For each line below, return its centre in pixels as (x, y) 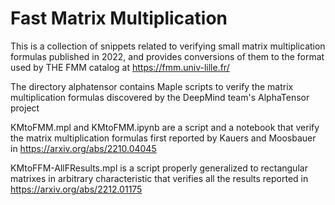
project (25, 108)
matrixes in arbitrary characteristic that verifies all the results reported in (159, 178)
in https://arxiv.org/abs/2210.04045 (83, 148)
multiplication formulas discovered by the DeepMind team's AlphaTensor (160, 97)
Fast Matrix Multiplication (119, 18)
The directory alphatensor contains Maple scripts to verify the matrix (152, 86)
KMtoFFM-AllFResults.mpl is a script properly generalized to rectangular (159, 168)
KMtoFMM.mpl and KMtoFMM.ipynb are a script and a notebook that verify (165, 127)
